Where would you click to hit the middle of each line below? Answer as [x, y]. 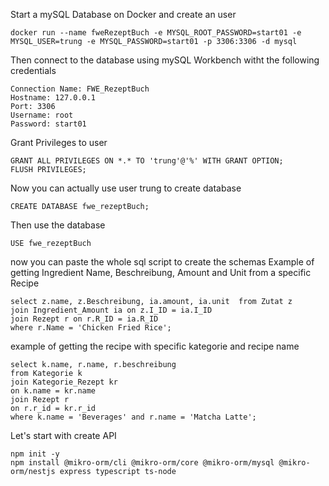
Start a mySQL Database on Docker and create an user [123, 14]
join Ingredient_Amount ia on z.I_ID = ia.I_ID [111, 310]
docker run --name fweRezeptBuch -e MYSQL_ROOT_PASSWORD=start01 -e [156, 33]
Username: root [42, 115]
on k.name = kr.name [53, 391]
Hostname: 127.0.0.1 [53, 98]
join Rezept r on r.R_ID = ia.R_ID [84, 319]
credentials [33, 70]
